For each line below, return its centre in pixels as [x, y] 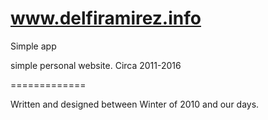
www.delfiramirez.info [106, 18]
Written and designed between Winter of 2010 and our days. [135, 104]
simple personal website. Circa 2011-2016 [96, 65]
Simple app [33, 46]
